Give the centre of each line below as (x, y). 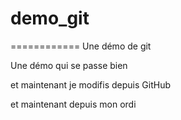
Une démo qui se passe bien (69, 65)
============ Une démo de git (81, 46)
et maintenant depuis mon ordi (73, 104)
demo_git (50, 18)
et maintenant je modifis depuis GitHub (90, 84)
